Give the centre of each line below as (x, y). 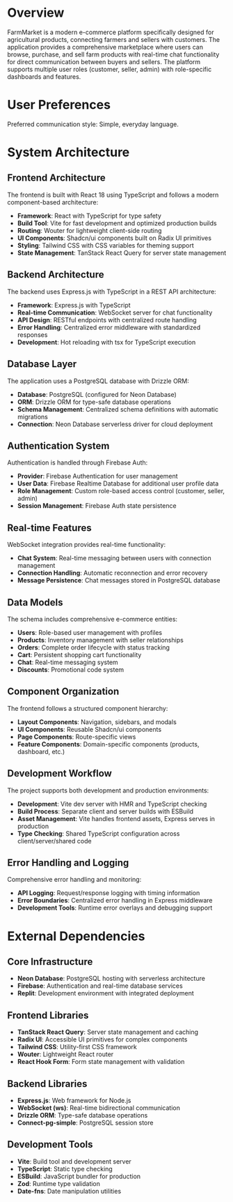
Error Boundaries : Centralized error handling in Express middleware (115, 901)
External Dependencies (76, 936)
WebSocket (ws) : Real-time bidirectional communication (99, 1108)
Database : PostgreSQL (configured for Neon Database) (97, 394)
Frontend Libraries (48, 1015)
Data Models (35, 602)
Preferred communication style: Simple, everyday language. (93, 124)
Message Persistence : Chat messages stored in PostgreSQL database (119, 580)
